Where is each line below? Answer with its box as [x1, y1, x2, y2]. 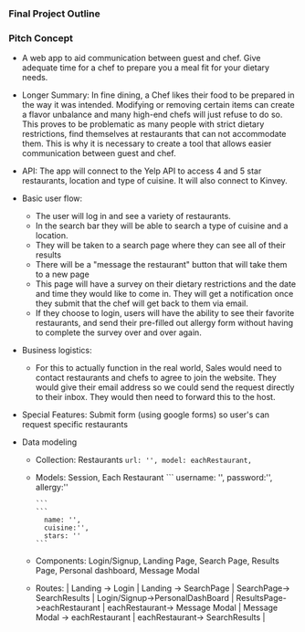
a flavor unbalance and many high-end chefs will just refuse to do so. [21, 109, 283, 121]
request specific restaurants [21, 419, 129, 430]
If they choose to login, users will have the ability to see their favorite [35, 308, 295, 319]
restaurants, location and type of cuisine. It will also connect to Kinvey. [21, 175, 289, 186]
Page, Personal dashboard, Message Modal [35, 565, 200, 576]
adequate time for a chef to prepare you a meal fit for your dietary [21, 62, 270, 73]
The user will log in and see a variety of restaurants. [35, 211, 232, 222]
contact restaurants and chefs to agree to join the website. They [35, 373, 278, 384]
